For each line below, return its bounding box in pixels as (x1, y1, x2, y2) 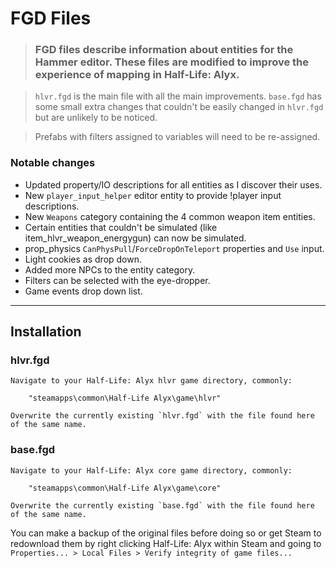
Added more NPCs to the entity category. (24, 263, 196, 276)
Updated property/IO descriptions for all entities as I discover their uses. (24, 178, 323, 191)
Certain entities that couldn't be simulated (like (24, 221, 218, 233)
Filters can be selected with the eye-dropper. (24, 274, 211, 286)
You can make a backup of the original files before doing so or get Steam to (10, 527, 322, 539)
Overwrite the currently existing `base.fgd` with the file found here (10, 500, 315, 511)
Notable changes (10, 156, 96, 170)
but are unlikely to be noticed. (34, 112, 158, 124)
